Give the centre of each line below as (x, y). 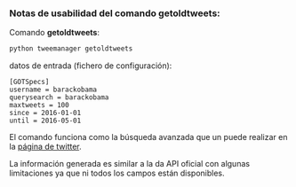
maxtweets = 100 (39, 105)
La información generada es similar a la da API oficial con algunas (130, 164)
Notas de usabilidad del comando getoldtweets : (115, 13)
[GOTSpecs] (29, 82)
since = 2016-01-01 (45, 113)
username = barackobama (53, 90)
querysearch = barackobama (59, 97)
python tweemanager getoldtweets (71, 49)
